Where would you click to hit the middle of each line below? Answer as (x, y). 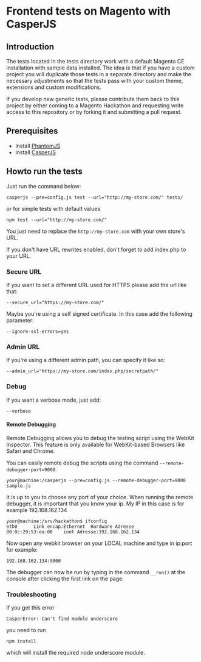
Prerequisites (32, 131)
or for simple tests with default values (53, 208)
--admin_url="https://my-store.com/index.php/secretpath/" (83, 371)
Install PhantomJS (38, 146)
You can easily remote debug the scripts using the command (82, 463)
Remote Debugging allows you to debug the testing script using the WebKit (100, 438)
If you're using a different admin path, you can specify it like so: (86, 360)
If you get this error (30, 608)
